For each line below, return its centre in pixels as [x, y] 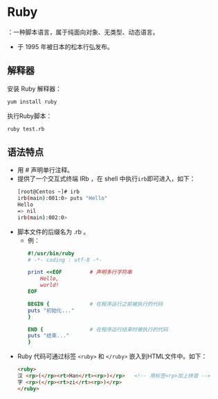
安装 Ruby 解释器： [35, 89]
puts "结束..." [48, 336]
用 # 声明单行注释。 [45, 170]
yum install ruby [32, 102]
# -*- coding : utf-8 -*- [65, 260]
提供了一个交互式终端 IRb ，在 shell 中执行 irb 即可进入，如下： [106, 179]
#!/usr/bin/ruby [51, 253]
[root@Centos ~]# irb [48, 192]
